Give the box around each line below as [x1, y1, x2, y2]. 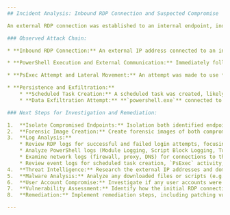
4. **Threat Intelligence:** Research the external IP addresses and [7, 166, 213, 173]
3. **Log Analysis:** [7, 134, 72, 141]
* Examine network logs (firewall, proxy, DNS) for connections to [19, 153, 216, 160]
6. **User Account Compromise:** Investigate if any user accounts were [7, 179, 222, 186]
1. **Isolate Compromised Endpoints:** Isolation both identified [7, 121, 204, 129]
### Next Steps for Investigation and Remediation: [7, 109, 157, 116]
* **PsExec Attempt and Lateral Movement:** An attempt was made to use [7, 72, 219, 79]
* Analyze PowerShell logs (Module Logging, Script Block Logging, [19, 147, 216, 154]
